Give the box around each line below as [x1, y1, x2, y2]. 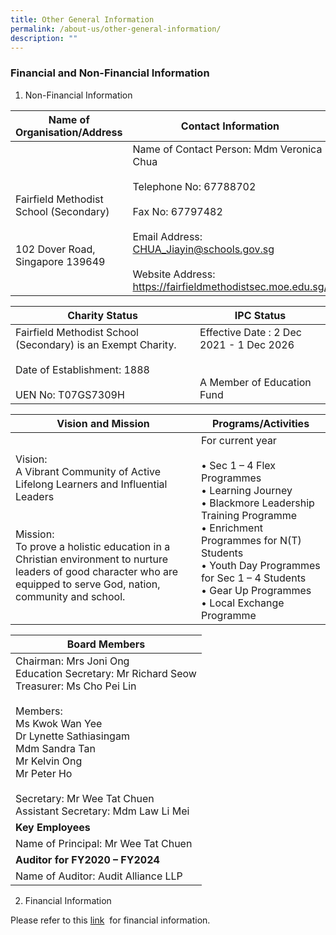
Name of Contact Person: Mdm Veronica [132, 142, 323, 156]
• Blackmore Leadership [201, 496, 315, 510]
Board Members [66, 637, 146, 651]
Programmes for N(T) [201, 533, 302, 547]
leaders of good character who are [15, 564, 179, 578]
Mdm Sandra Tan [15, 741, 96, 755]
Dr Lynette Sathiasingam [15, 729, 130, 743]
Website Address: [132, 267, 216, 281]
